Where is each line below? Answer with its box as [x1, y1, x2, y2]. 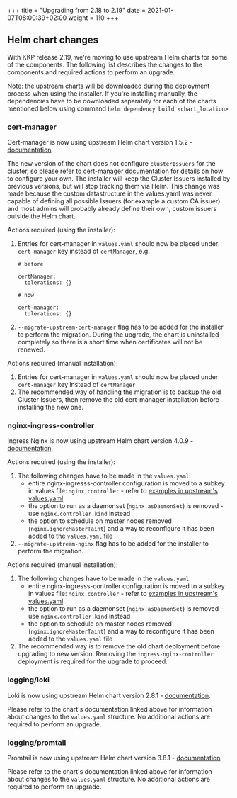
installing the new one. [17, 403, 83, 412]
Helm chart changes [7, 34, 99, 46]
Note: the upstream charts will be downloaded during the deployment [7, 82, 210, 90]
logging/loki [7, 675, 50, 685]
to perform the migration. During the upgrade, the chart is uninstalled [17, 330, 219, 339]
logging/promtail [7, 737, 67, 747]
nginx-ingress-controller [7, 421, 95, 431]
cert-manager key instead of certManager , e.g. [17, 247, 150, 256]
